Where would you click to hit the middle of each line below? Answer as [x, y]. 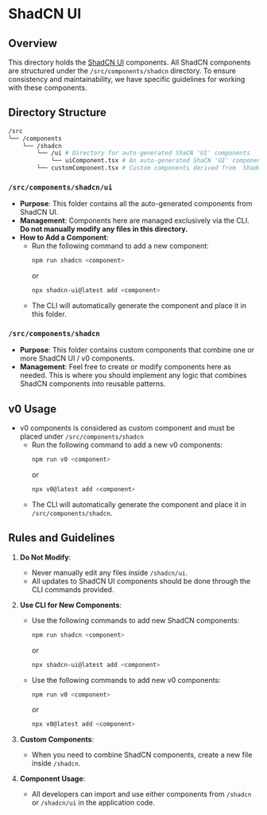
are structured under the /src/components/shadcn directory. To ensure [122, 71]
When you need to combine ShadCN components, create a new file [142, 755]
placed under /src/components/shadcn [82, 437]
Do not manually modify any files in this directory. [104, 229]
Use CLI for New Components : [70, 605]
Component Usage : [52, 779]
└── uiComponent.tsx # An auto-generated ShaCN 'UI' [139, 161]
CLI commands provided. [73, 589]
